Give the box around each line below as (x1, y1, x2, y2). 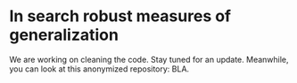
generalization (9, 25, 119, 45)
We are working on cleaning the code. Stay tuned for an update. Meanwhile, (9, 54, 289, 64)
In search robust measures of (9, 6, 232, 26)
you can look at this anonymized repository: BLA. (9, 64, 190, 74)
